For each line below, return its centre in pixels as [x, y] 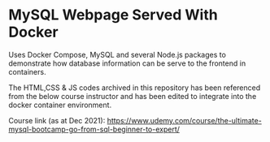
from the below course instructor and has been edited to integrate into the [133, 96]
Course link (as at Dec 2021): [57, 120]
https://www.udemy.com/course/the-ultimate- [184, 120]
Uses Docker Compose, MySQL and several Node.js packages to [117, 54]
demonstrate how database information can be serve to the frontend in [127, 63]
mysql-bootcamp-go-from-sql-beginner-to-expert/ [94, 129]
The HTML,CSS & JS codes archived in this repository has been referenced [135, 88]
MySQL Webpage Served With [113, 15]
